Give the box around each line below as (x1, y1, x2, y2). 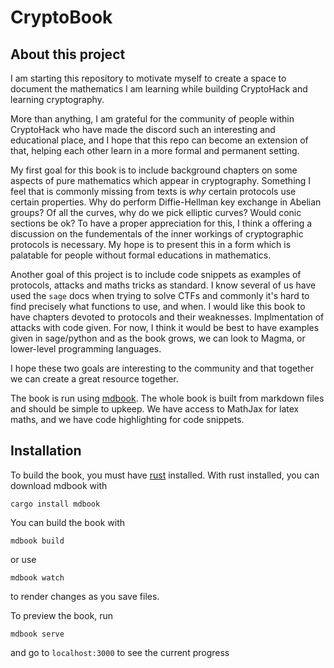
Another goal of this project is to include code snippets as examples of (10, 269, 302, 280)
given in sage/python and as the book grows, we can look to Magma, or (10, 332, 306, 344)
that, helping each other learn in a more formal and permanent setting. (10, 145, 300, 156)
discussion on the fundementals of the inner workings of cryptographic (10, 228, 304, 240)
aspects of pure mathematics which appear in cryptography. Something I (10, 175, 312, 186)
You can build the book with (10, 516, 126, 528)
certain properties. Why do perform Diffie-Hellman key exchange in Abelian (10, 196, 322, 208)
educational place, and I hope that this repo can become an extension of (10, 134, 309, 146)
